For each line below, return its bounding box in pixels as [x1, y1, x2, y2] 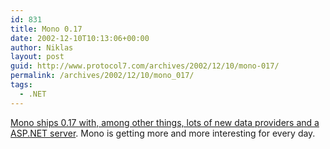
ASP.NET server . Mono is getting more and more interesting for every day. [10, 127, 316, 139]
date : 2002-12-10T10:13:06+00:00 [10, 33, 150, 43]
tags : [10, 80, 33, 90]
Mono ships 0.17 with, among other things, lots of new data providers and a [10, 116, 320, 128]
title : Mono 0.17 [10, 24, 83, 34]
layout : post [10, 52, 65, 62]
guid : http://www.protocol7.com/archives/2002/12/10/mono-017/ [10, 61, 280, 71]
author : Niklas [10, 42, 74, 53]
